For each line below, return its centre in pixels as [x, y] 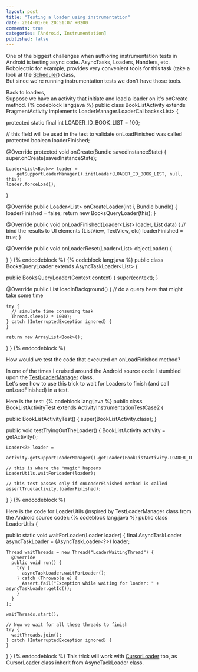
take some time [25, 295]
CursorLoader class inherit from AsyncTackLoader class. [75, 663]
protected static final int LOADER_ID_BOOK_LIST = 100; [73, 123]
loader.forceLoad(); [32, 184]
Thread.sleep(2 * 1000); [42, 317]
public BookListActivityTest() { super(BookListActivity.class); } [82, 419]
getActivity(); [22, 437]
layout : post [22, 12]
